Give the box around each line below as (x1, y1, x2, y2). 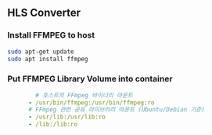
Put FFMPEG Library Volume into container (7, 74, 173, 85)
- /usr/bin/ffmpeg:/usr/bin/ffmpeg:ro (27, 98, 155, 107)
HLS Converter (7, 6, 81, 20)
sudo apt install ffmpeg (7, 55, 88, 63)
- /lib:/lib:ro (27, 121, 78, 129)
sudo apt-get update (7, 47, 75, 56)
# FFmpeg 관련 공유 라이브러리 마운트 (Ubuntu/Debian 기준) (27, 106, 205, 114)
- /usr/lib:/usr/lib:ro (27, 113, 106, 121)
